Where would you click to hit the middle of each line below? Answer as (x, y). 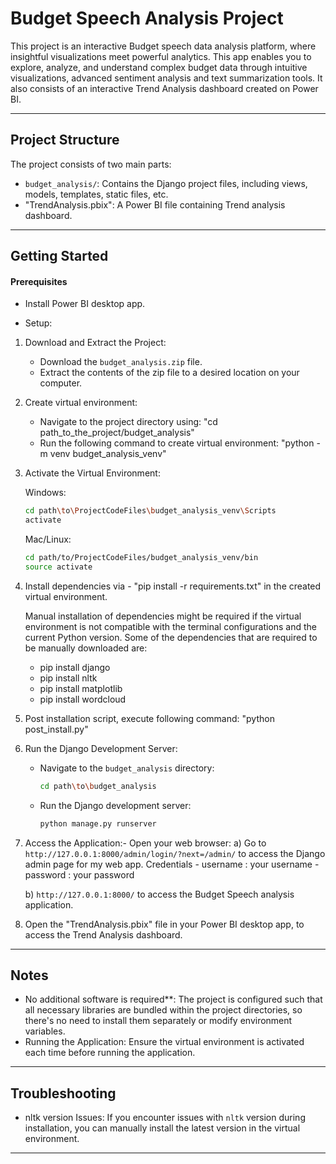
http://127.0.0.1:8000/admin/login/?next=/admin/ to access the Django (175, 853)
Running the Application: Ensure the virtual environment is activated (164, 1042)
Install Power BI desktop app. (85, 304)
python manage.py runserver (98, 823)
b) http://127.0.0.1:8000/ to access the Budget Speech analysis (159, 894)
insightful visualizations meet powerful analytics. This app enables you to (161, 56)
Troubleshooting (63, 1093)
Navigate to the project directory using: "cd (128, 422)
